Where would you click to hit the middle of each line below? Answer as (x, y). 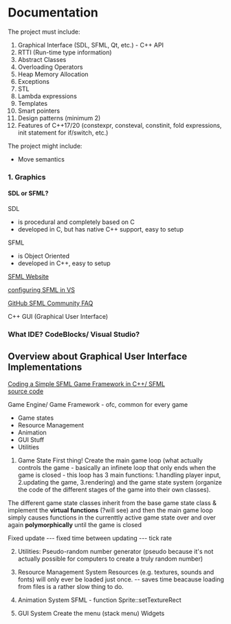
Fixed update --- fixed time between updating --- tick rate (90, 538)
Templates (32, 103)
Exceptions (34, 81)
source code (26, 391)
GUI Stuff (31, 439)
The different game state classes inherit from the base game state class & (112, 502)
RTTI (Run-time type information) (65, 52)
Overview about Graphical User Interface (98, 356)
